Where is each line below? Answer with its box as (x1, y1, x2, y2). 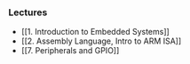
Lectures (8, 6, 48, 19)
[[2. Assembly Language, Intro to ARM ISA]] (20, 36, 182, 46)
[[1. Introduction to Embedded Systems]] (20, 27, 170, 37)
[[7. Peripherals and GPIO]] (20, 45, 120, 56)
